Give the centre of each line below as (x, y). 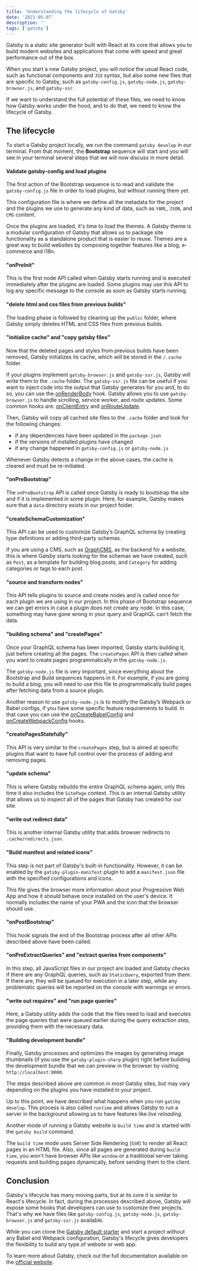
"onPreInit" (20, 265)
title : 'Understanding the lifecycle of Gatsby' (67, 12)
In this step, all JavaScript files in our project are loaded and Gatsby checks (98, 968)
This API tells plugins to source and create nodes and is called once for (92, 595)
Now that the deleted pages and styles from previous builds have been (92, 350)
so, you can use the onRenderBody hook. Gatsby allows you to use (88, 393)
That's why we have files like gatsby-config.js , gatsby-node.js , (84, 1214)
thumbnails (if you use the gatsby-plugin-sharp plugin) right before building (98, 1059)
